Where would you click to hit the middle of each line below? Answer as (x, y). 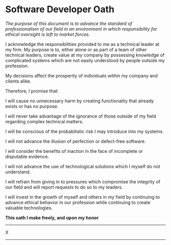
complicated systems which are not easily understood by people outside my (85, 60)
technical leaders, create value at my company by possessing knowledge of (85, 55)
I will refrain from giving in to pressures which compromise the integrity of (83, 181)
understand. (18, 172)
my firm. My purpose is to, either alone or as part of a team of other (76, 49)
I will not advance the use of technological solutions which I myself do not (83, 166)
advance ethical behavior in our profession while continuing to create (78, 202)
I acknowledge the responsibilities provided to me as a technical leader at (82, 44)
